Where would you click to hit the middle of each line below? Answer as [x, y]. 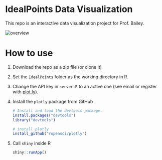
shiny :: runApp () [29, 152]
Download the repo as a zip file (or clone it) [57, 67]
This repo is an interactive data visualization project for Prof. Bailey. [75, 23]
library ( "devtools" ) [34, 120]
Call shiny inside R [32, 143]
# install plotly [31, 129]
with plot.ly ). [25, 92]
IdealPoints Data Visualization [69, 9]
